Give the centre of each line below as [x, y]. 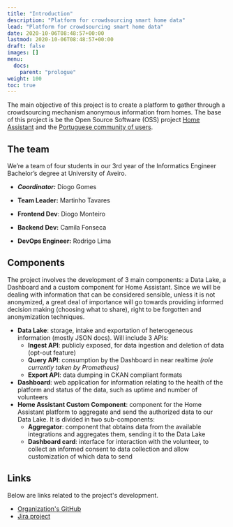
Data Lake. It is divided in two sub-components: [86, 419]
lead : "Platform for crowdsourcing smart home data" [85, 27]
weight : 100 [24, 79]
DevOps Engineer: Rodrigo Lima [64, 241]
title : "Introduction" [40, 14]
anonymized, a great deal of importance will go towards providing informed [115, 302]
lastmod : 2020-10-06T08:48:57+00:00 [60, 40]
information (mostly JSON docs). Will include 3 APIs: [93, 337]
